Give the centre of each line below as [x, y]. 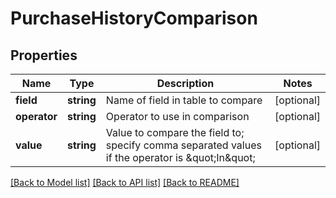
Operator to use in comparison [177, 116]
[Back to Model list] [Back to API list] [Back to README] [125, 182]
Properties [44, 55]
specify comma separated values [183, 145]
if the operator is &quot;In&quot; [180, 157]
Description [185, 83]
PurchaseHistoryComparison [134, 18]
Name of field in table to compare [184, 100]
